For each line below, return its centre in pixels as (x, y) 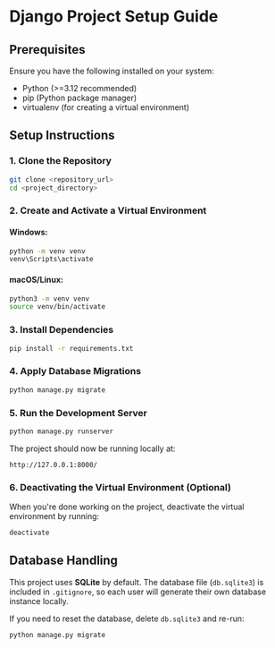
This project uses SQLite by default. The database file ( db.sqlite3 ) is (137, 582)
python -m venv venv (48, 251)
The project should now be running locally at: (92, 448)
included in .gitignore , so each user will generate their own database (137, 592)
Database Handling (64, 561)
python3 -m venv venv (50, 298)
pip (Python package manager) (79, 98)
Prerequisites (47, 50)
